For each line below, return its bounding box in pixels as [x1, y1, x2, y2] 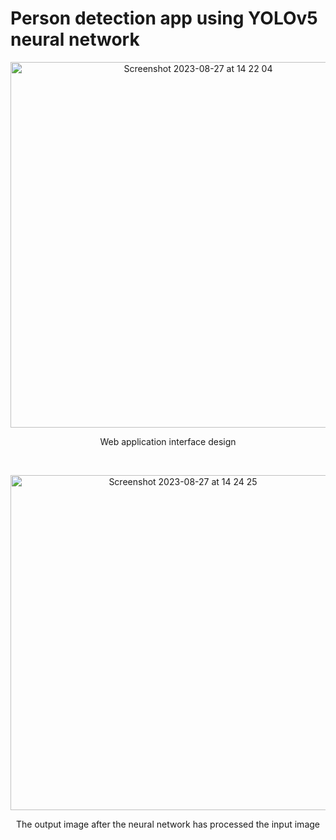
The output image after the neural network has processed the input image [15, 818, 320, 830]
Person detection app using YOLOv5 [10, 7, 318, 30]
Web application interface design [99, 435, 237, 447]
